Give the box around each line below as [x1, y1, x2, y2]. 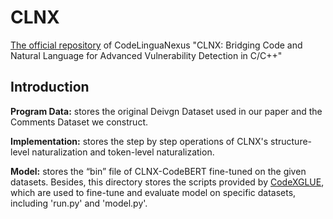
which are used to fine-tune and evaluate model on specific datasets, [10, 186, 297, 198]
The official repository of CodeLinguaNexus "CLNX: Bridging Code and [10, 39, 303, 51]
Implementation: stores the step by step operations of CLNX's [10, 135, 269, 147]
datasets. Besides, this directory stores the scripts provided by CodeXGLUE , [10, 176, 325, 188]
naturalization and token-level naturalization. [31, 146, 215, 158]
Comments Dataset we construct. [10, 116, 148, 128]
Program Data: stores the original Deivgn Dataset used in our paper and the [10, 105, 323, 117]
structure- [270, 135, 313, 147]
